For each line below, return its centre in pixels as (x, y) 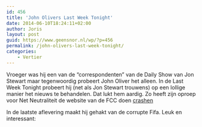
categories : (21, 52)
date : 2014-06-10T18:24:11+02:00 (49, 23)
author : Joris (24, 29)
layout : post (23, 35)
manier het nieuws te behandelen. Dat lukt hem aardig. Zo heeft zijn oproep (101, 94)
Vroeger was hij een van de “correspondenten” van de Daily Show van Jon (100, 74)
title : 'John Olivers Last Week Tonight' (60, 18)
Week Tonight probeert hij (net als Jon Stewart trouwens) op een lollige (96, 87)
